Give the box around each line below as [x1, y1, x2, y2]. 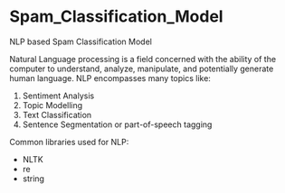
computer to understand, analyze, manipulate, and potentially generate [9, 63, 274, 74]
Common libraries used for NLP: [9, 136, 129, 147]
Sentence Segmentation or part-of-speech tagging [22, 119, 213, 130]
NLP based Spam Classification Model [9, 36, 152, 47]
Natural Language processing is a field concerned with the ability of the [9, 53, 277, 64]
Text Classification [22, 109, 92, 120]
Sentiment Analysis [22, 90, 95, 101]
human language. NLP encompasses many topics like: [9, 72, 211, 83]
